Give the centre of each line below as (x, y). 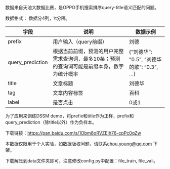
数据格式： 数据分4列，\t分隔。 (38, 18)
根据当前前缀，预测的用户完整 (88, 51)
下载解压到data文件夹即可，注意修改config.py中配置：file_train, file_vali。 (82, 161)
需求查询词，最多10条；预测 (87, 59)
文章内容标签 (68, 93)
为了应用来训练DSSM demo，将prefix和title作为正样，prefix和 (70, 116)
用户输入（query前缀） (80, 42)
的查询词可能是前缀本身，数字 (88, 66)
